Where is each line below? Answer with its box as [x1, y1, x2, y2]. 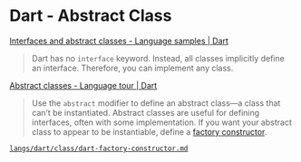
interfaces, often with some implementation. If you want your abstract [31, 117, 292, 128]
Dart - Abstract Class [9, 5, 172, 26]
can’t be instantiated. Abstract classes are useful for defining [31, 107, 260, 118]
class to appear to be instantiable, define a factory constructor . [31, 126, 267, 137]
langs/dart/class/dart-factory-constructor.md [9, 144, 189, 153]
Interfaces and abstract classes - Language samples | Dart [9, 35, 229, 46]
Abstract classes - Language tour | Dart [9, 80, 158, 91]
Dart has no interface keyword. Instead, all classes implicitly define [31, 52, 286, 63]
